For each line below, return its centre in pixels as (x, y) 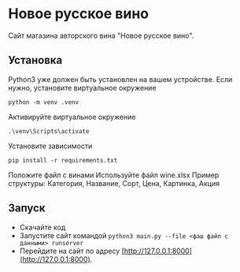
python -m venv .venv (44, 102)
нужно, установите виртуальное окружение (82, 88)
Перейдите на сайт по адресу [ (72, 251)
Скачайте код (42, 227)
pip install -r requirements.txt (63, 160)
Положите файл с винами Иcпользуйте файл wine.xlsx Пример (114, 175)
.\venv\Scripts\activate (49, 131)
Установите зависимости (50, 146)
